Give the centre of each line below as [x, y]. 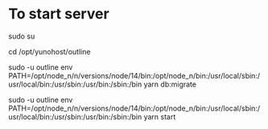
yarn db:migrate [170, 84]
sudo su [22, 36]
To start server [59, 14]
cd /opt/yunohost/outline [49, 51]
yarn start [160, 116]
